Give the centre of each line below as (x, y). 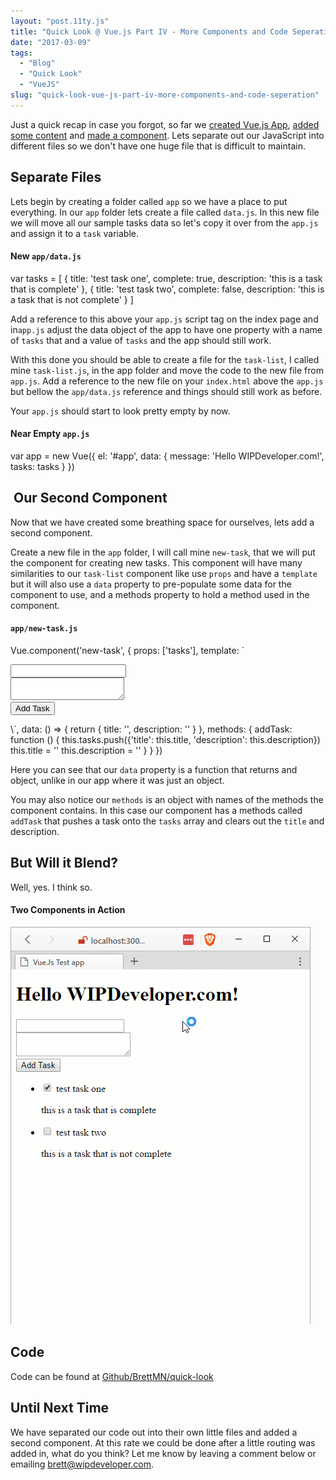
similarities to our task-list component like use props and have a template (164, 573)
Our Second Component (90, 498)
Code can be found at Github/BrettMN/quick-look (112, 1376)
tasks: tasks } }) (42, 466)
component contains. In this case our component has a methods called (156, 810)
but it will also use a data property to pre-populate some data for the (151, 584)
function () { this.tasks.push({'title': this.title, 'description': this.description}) (165, 739)
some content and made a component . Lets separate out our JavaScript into (167, 135)
